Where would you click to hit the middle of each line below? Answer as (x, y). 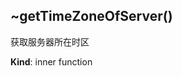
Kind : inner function (51, 61)
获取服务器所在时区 (50, 41)
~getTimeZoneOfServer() (91, 16)
